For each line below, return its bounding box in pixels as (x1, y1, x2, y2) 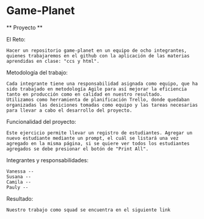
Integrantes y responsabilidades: (6, 156, 89, 163)
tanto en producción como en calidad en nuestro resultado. (6, 91, 163, 98)
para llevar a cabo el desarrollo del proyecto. (6, 107, 133, 113)
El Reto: (6, 35, 26, 43)
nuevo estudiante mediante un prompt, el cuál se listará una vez (6, 135, 179, 141)
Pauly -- (6, 184, 29, 190)
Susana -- (6, 173, 32, 180)
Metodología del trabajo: (6, 68, 68, 76)
